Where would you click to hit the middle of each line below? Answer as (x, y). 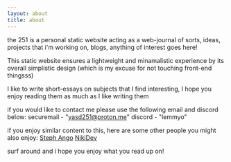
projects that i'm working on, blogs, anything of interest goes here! (102, 47)
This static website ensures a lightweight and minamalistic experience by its (115, 60)
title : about (26, 20)
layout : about (28, 13)
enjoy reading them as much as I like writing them (78, 96)
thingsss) (20, 75)
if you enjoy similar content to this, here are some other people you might (112, 130)
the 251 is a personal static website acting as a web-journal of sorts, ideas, (114, 39)
